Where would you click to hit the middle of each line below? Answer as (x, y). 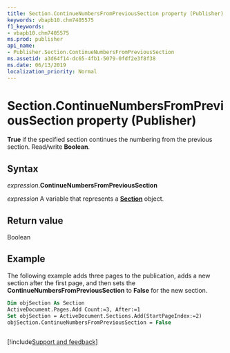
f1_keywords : (26, 26)
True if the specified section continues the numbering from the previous (110, 140)
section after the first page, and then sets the (71, 283)
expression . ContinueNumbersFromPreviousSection (82, 185)
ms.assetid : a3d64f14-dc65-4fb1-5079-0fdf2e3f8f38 (82, 59)
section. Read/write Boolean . (49, 147)
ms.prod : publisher (35, 39)
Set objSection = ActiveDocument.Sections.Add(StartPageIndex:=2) (105, 316)
